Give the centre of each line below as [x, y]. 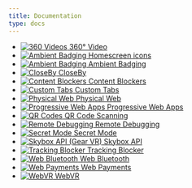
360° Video [88, 46]
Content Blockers [117, 81]
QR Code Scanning [96, 115]
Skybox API [123, 141]
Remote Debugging [127, 124]
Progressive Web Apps [145, 107]
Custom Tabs [97, 89]
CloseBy [72, 72]
